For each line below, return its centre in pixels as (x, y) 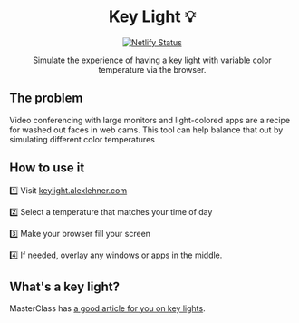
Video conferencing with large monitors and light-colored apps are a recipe (150, 120)
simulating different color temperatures (82, 139)
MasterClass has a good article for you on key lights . (107, 308)
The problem (46, 98)
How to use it (47, 168)
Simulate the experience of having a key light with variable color (152, 60)
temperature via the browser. (152, 69)
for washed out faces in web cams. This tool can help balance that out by (146, 130)
